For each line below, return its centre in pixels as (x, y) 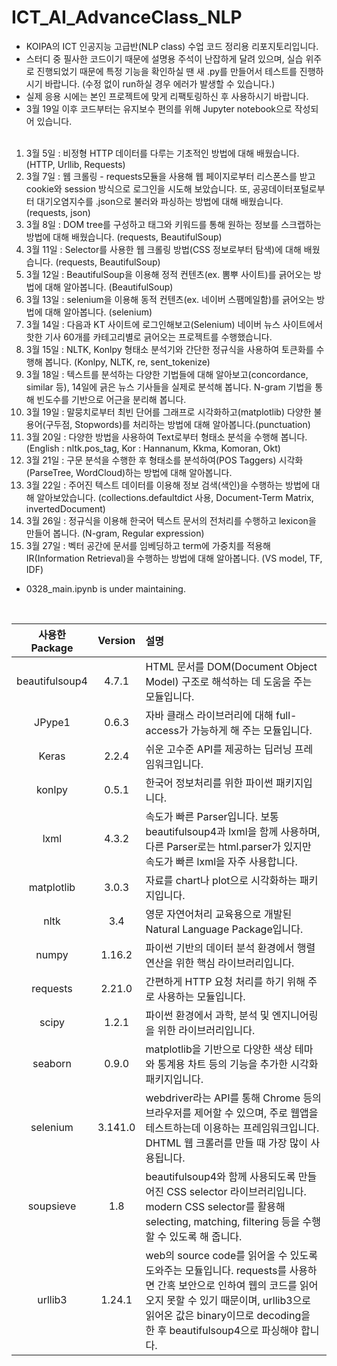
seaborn (52, 1063)
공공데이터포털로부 (289, 188)
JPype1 (52, 722)
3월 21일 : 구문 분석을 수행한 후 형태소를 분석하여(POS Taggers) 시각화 (164, 460)
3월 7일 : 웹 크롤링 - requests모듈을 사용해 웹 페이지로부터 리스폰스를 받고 (170, 176)
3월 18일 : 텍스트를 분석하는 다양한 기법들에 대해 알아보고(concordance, (167, 374)
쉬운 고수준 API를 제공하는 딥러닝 (219, 749)
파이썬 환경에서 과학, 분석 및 (207, 1015)
